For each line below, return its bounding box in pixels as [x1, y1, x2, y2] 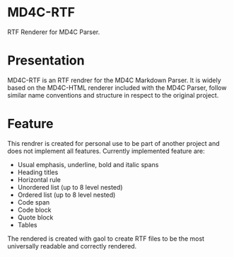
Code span [17, 198, 50, 206]
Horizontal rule [17, 175, 62, 184]
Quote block [17, 213, 54, 222]
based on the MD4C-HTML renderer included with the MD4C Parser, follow [7, 83, 227, 92]
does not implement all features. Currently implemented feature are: [7, 147, 205, 155]
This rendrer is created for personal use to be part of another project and [7, 139, 220, 147]
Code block [17, 205, 52, 214]
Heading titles [17, 168, 59, 176]
